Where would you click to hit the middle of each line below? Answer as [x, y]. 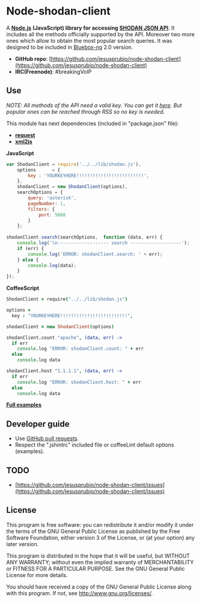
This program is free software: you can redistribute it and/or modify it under [100, 524]
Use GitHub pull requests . [47, 439]
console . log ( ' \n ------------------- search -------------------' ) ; [103, 243]
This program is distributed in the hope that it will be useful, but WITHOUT [98, 556]
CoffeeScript [23, 288]
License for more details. [37, 575]
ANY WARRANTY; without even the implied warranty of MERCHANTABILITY [100, 562]
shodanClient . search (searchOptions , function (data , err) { [85, 237]
